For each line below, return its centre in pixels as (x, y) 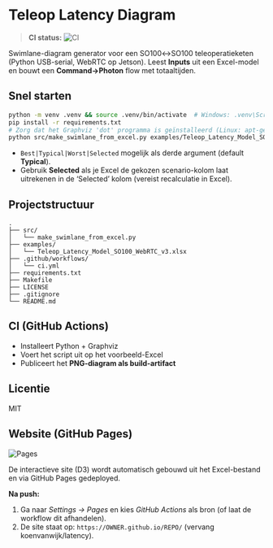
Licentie (29, 389)
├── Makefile (30, 281)
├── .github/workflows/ (49, 259)
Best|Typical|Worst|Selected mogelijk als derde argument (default (132, 153)
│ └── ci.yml (34, 266)
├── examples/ (32, 245)
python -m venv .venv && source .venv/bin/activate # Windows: (119, 115)
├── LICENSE (28, 287)
